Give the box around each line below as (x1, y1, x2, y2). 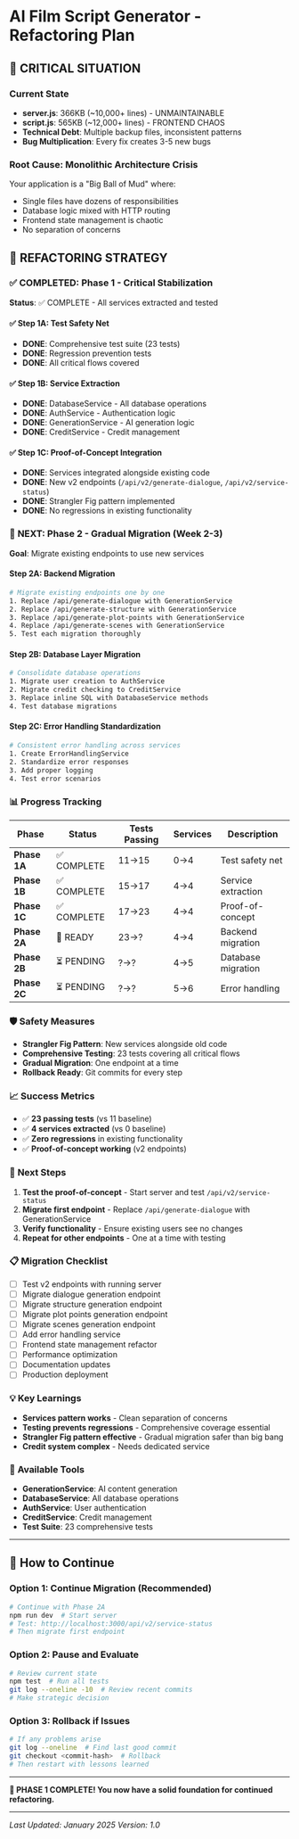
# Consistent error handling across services (9, 741, 181, 750)
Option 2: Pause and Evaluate (9, 1648, 140, 1661)
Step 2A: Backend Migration (9, 568, 116, 579)
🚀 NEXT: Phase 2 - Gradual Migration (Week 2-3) (9, 528, 223, 540)
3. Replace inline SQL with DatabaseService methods (9, 694, 209, 703)
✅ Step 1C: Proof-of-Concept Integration (9, 447, 163, 458)
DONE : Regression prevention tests (21, 348, 152, 359)
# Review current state (9, 1669, 98, 1678)
